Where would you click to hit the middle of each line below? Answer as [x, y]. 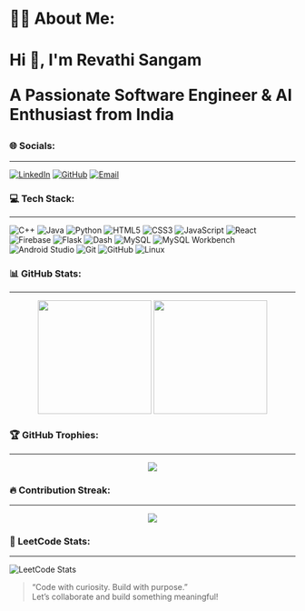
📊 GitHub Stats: [45, 274]
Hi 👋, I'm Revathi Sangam [106, 60]
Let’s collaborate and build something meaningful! [125, 597]
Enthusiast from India [92, 115]
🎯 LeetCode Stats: [50, 541]
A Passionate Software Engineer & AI [151, 95]
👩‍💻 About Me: [62, 19]
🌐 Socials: [33, 146]
